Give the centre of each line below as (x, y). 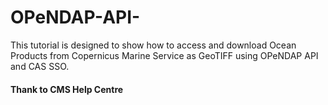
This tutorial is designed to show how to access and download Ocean (153, 45)
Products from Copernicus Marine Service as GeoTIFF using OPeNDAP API (164, 55)
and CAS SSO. (40, 66)
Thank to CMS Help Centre (67, 89)
